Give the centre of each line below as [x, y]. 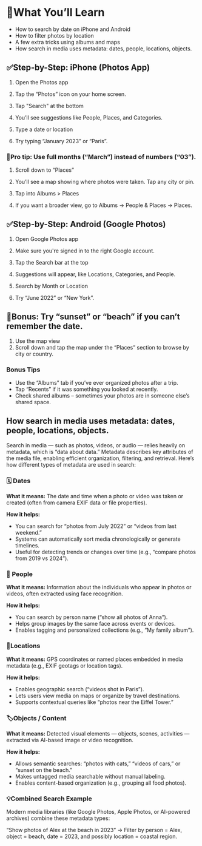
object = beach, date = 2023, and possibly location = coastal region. [92, 836]
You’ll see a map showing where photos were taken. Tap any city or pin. [105, 182]
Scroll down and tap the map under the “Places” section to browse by [102, 347]
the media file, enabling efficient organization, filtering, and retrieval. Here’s [100, 458]
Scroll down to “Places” [45, 170]
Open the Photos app [42, 82]
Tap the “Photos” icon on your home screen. [70, 94]
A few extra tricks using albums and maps [67, 42]
